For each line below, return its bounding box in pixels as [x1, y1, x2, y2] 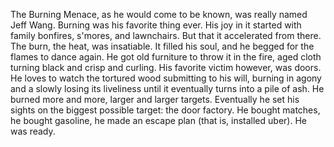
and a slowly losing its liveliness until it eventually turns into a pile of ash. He [10, 83, 325, 94]
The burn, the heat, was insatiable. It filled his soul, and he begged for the [10, 40, 315, 52]
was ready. [10, 125, 56, 137]
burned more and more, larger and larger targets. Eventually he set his [10, 94, 300, 105]
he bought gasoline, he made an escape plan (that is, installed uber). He [10, 115, 307, 126]
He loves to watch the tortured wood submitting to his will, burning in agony [10, 72, 322, 84]
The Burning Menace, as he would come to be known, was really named [10, 9, 308, 20]
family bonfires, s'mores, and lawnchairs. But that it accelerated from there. [10, 30, 322, 41]
